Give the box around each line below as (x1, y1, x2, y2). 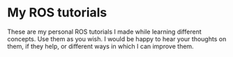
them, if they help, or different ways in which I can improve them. (7, 42, 194, 50)
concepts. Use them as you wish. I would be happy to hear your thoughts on (7, 34, 227, 43)
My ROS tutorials (7, 5, 107, 21)
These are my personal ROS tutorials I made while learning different (7, 27, 202, 36)
